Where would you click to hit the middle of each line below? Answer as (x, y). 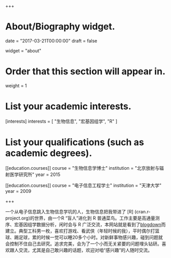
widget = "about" (23, 51)
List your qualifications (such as (75, 142)
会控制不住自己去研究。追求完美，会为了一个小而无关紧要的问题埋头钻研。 (83, 244)
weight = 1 (16, 86)
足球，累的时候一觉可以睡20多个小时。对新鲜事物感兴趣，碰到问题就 (91, 237)
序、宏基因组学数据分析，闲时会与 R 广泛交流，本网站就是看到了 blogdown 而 (86, 224)
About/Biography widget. (60, 27)
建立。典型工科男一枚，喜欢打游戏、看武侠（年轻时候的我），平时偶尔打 (80, 231)
